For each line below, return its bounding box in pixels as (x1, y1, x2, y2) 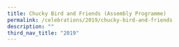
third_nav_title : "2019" (7, 29, 79, 37)
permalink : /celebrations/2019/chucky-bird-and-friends (7, 17, 173, 23)
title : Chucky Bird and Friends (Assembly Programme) (7, 10, 167, 17)
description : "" (7, 23, 54, 30)
